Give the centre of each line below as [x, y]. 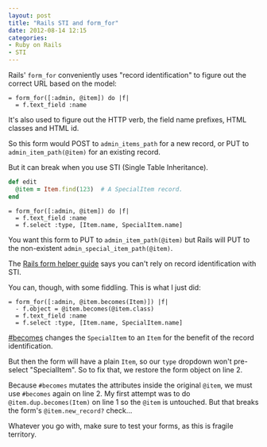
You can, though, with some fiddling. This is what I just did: [104, 287]
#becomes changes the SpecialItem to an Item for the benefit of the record [131, 337]
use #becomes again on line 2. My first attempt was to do [99, 393]
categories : [28, 38]
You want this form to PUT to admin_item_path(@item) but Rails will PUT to [129, 240]
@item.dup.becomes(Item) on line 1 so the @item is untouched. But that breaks [133, 402]
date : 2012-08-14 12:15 [48, 30]
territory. [23, 434]
